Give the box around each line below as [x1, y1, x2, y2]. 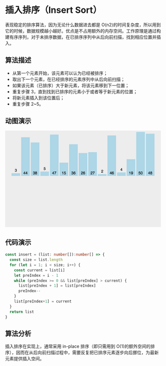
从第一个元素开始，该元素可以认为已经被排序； [12, 70, 108, 76]
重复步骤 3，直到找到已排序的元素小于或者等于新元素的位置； [12, 88, 138, 94]
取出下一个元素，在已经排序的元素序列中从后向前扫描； [12, 76, 125, 82]
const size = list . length [9, 257, 63, 262]
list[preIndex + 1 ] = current [14, 299, 72, 304]
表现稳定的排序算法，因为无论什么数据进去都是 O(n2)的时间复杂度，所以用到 [5, 22, 161, 28]
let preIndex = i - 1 [14, 273, 58, 278]
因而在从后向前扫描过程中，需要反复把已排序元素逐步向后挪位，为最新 [15, 350, 159, 356]
